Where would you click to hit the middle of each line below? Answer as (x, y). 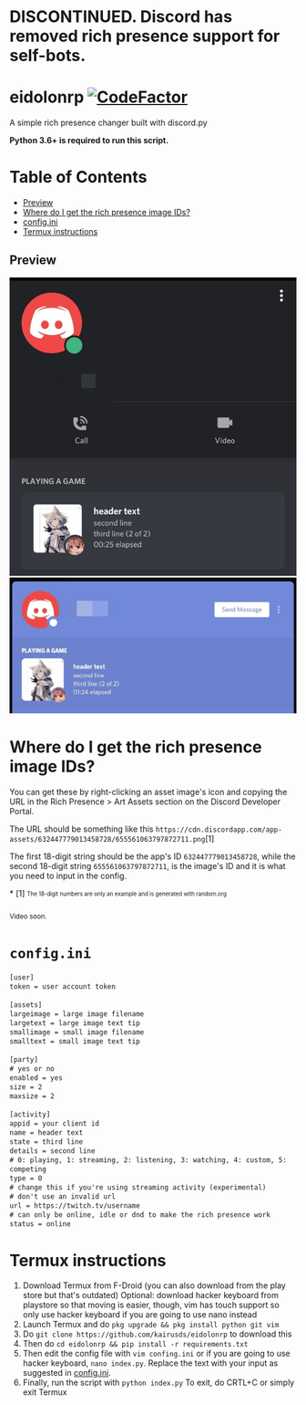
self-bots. (48, 56)
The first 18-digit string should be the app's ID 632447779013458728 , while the (153, 856)
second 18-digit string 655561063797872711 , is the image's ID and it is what (148, 865)
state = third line (46, 1142)
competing (28, 1169)
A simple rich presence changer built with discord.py (108, 123)
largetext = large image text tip (75, 1023)
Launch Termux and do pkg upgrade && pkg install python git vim (151, 1325)
